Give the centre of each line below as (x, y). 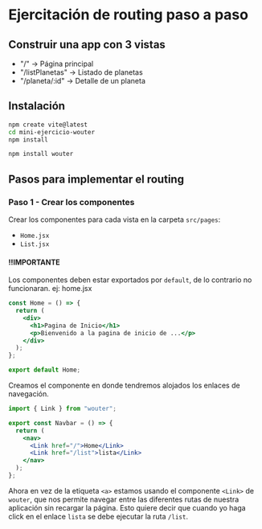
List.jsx (35, 244)
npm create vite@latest (48, 125)
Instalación (37, 106)
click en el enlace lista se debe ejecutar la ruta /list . (98, 516)
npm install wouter (41, 154)
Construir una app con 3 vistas (87, 45)
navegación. (29, 394)
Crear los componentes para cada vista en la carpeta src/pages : (115, 219)
